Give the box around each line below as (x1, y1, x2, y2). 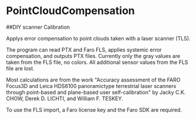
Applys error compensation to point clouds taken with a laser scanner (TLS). (6, 35, 191, 42)
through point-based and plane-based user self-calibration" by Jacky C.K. (6, 89, 186, 96)
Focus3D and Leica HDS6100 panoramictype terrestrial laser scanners (6, 82, 177, 89)
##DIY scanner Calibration (6, 23, 70, 30)
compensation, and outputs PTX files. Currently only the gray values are (6, 52, 181, 59)
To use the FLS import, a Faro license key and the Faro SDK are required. (6, 106, 182, 113)
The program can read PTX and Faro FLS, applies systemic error (6, 46, 163, 53)
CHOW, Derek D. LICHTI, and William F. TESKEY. (6, 95, 123, 102)
